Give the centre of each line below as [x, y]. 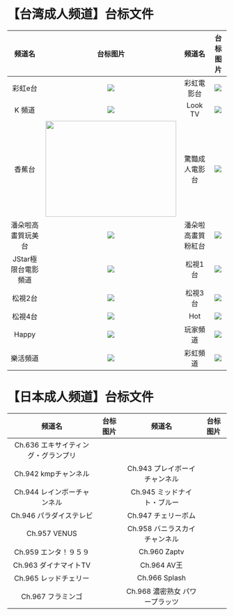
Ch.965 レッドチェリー [52, 578]
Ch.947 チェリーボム [162, 515]
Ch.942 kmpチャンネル [52, 473]
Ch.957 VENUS [52, 533]
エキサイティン [65, 445]
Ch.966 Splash [162, 578]
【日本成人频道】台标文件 [81, 397]
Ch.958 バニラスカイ [162, 528]
